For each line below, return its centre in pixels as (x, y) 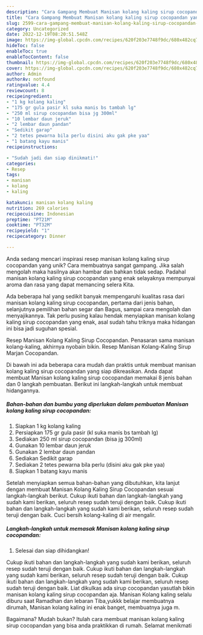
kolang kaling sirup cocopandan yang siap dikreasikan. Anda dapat (90, 371)
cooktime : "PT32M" (29, 225)
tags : (13, 175)
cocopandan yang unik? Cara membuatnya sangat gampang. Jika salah (95, 265)
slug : (13, 23)
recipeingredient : (29, 96)
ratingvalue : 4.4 (28, 85)
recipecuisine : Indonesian (40, 214)
